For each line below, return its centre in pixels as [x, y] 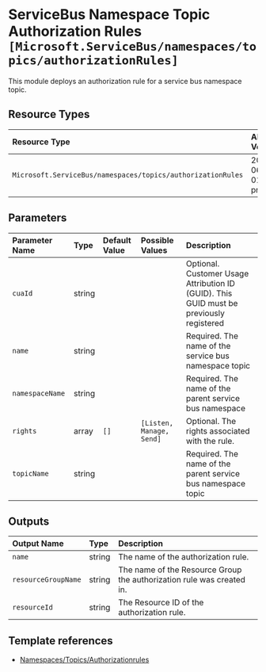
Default [117, 240]
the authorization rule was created [182, 580]
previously [205, 313]
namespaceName [39, 393]
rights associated [218, 431]
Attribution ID [211, 283]
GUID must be [212, 303]
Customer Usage [217, 273]
